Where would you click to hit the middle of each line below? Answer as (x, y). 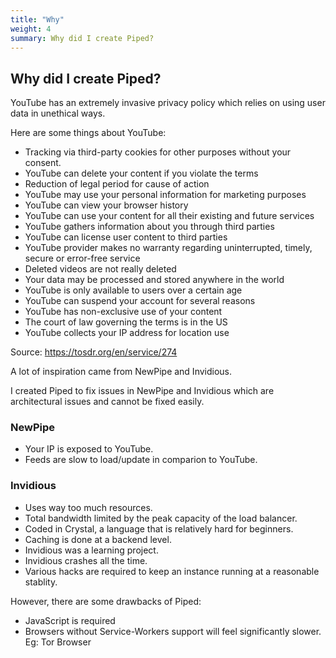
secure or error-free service (82, 258)
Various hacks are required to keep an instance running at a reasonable (172, 571)
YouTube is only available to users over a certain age (133, 290)
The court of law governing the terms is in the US (126, 322)
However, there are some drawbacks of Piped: (106, 601)
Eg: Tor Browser (58, 642)
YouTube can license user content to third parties (126, 237)
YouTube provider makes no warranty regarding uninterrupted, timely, (168, 248)
